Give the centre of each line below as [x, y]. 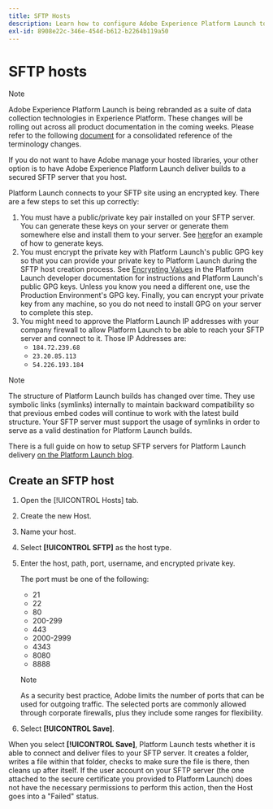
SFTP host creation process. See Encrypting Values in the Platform [132, 269]
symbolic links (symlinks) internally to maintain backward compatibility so [131, 404]
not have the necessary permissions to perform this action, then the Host [131, 788]
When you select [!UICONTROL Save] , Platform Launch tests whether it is [132, 745]
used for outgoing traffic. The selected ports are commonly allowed [133, 704]
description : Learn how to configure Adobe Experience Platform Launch [132, 24]
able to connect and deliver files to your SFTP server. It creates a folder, [129, 753]
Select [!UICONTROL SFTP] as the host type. [96, 548]
